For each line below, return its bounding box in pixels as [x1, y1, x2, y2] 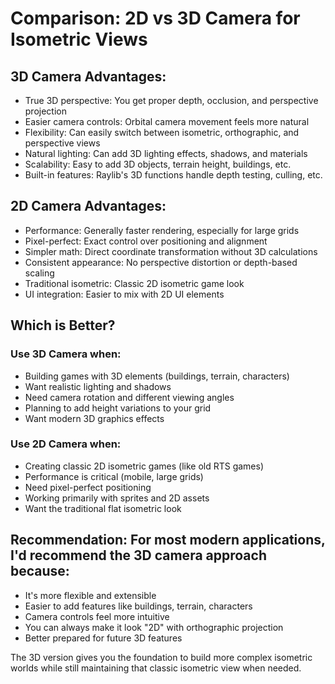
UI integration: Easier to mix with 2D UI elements [24, 288, 225, 300]
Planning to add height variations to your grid [24, 402, 212, 414]
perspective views [24, 137, 101, 149]
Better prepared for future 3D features [24, 632, 183, 644]
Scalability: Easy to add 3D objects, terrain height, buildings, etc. [24, 158, 292, 170]
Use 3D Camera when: [10, 347, 122, 361]
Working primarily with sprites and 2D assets [24, 492, 210, 504]
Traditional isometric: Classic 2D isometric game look [24, 277, 245, 289]
